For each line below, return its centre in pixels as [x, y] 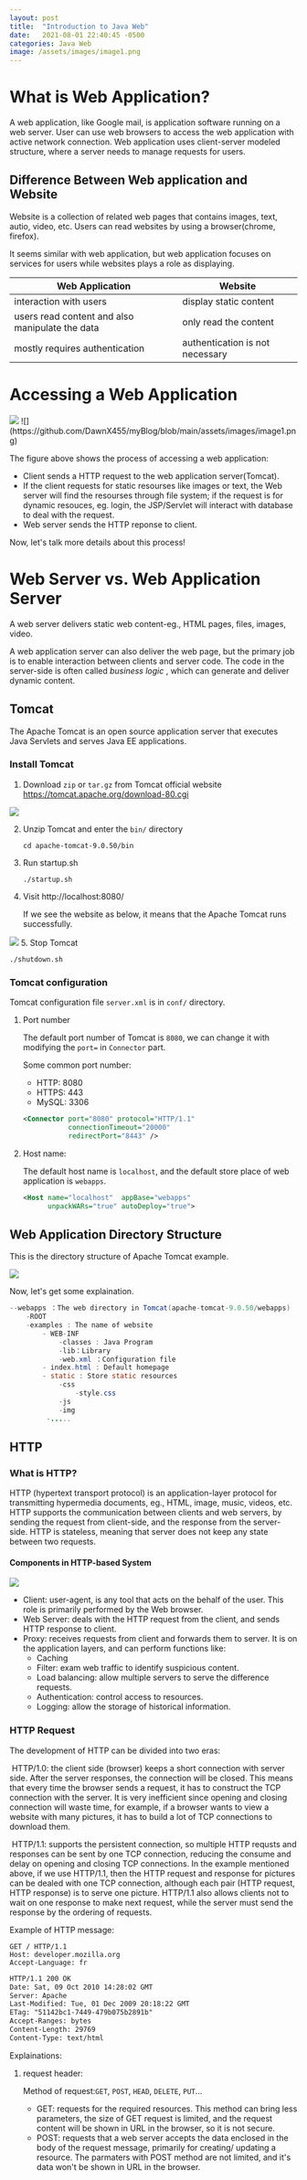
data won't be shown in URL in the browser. [118, 2166]
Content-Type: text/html [57, 2038]
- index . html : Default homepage [106, 1367]
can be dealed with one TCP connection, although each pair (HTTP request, [152, 1883]
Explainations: [36, 2055]
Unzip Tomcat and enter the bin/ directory [103, 829]
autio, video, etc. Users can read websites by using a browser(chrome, [143, 226]
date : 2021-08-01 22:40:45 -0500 [77, 35]
